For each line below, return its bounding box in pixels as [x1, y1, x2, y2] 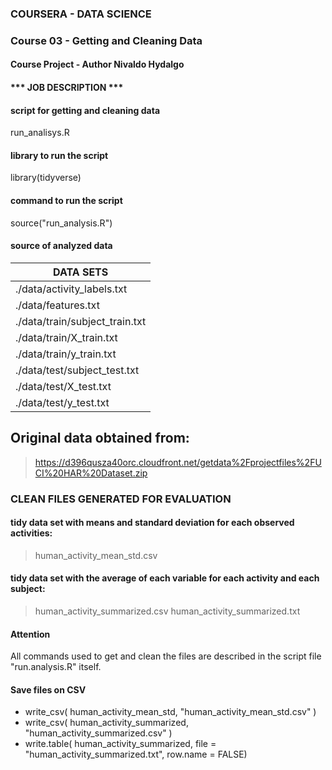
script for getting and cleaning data [10, 104, 161, 116]
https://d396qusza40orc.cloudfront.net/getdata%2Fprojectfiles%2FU [34, 456, 322, 468]
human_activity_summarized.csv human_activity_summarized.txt [34, 605, 301, 617]
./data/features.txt [15, 298, 100, 312]
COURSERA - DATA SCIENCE [10, 7, 152, 21]
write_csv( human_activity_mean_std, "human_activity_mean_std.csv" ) [24, 706, 317, 718]
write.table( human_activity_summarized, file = [24, 738, 217, 750]
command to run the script [10, 195, 123, 207]
